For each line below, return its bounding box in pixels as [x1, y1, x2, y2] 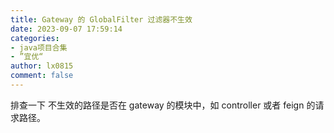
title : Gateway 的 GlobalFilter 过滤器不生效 [10, 14, 193, 25]
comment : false [10, 71, 74, 81]
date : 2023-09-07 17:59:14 [10, 24, 123, 34]
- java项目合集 [10, 42, 68, 53]
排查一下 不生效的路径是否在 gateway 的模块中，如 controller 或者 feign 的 [10, 99, 316, 111]
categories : [10, 33, 60, 43]
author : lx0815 [10, 61, 74, 71]
